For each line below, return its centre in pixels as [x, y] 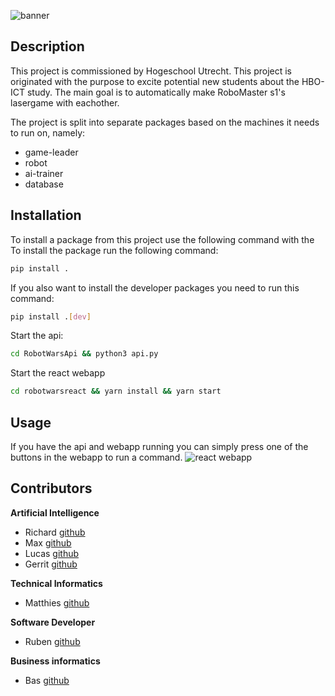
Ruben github [52, 641]
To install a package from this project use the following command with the [162, 239]
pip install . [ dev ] [51, 316]
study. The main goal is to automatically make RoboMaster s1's [156, 92]
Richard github [55, 532]
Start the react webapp [58, 373]
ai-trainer [44, 173]
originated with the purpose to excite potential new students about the [155, 81]
